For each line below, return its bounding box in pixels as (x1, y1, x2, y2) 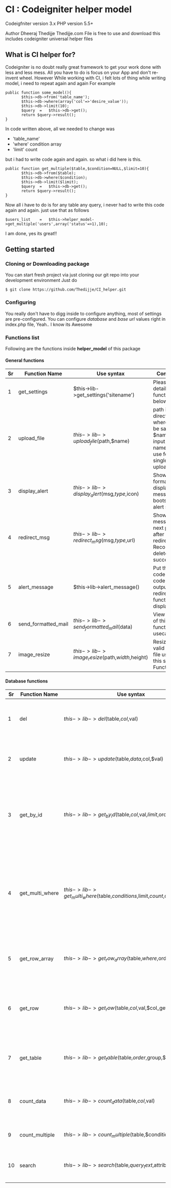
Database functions (5, 678, 48, 684)
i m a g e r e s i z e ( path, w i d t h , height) (73, 654, 149, 662)
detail (153, 385, 166, 392)
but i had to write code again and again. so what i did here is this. (5, 156, 142, 162)
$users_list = (5, 217, 42, 222)
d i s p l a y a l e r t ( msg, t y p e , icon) (73, 490, 139, 498)
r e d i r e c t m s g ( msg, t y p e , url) (73, 536, 136, 545)
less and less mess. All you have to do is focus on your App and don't (5, 69, 151, 75)
